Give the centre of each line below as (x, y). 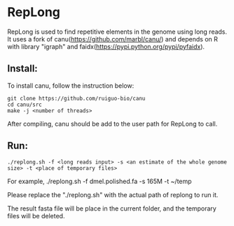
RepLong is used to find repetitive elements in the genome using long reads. (117, 32)
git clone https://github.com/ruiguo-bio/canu (76, 98)
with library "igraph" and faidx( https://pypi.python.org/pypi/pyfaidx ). (106, 46)
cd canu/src (25, 105)
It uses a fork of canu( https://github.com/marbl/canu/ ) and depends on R (113, 39)
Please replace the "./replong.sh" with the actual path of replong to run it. (113, 194)
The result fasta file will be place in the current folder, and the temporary (112, 208)
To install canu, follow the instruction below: (71, 86)
